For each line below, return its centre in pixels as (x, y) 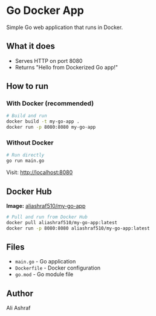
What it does (31, 46)
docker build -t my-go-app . (43, 121)
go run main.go (25, 161)
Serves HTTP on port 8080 (49, 60)
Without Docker (30, 143)
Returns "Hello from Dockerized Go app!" (67, 67)
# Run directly (25, 155)
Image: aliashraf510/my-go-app (46, 205)
